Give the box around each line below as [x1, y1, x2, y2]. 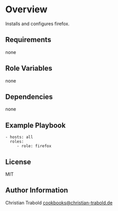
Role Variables [5, 64, 52, 73]
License [5, 158, 31, 166]
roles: [10, 139, 24, 144]
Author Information [5, 186, 68, 195]
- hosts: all [5, 135, 33, 140]
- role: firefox [16, 144, 52, 149]
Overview [5, 4, 48, 15]
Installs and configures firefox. [5, 21, 70, 27]
